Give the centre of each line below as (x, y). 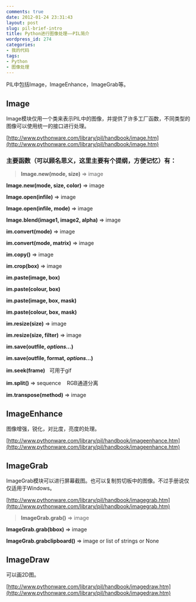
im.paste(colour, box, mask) (42, 312)
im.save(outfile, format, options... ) (50, 358)
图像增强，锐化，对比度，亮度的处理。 (53, 429)
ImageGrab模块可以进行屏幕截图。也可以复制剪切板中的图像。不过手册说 (95, 481)
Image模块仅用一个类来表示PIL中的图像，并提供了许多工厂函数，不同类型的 (98, 119)
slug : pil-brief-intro (34, 28)
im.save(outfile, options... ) (40, 347)
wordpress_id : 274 (29, 39)
